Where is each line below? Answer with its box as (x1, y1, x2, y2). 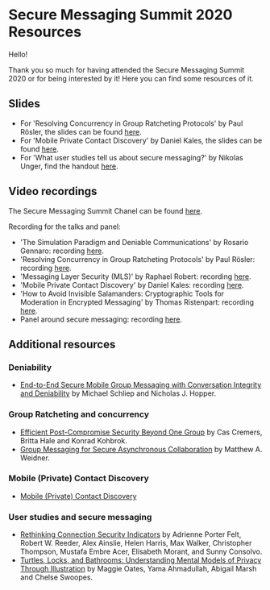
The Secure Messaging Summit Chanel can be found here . (8, 206, 203, 215)
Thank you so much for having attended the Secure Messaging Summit (8, 64, 245, 74)
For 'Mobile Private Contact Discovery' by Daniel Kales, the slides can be (19, 135, 263, 145)
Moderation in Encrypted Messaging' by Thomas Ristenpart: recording (19, 297, 255, 307)
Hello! (8, 49, 28, 59)
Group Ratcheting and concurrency (8, 409, 149, 420)
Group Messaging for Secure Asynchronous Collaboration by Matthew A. (19, 444, 263, 454)
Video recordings (8, 185, 98, 198)
